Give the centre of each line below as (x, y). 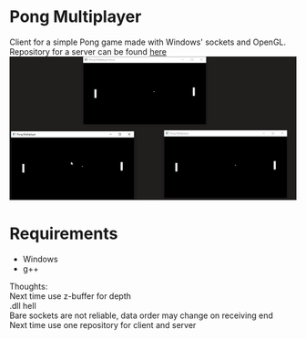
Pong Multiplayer (76, 17)
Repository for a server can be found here (88, 51)
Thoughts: (29, 286)
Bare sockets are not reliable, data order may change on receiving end (141, 315)
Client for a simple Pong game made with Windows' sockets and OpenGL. (148, 42)
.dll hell (23, 305)
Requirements (64, 234)
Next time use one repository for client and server (103, 324)
